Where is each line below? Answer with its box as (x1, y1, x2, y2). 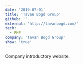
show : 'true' (5, 40, 32, 45)
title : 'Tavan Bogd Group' (5, 12, 61, 17)
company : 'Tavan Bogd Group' (5, 35, 66, 40)
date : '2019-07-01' (5, 7, 46, 12)
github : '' (5, 16, 28, 21)
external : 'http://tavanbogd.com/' (5, 21, 79, 26)
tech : (5, 26, 16, 31)
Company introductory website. (5, 53, 70, 59)
